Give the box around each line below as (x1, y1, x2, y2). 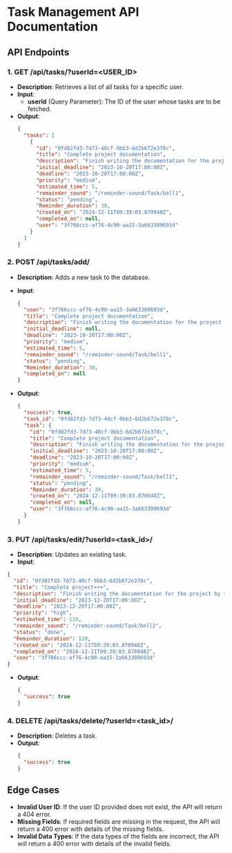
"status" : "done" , (13, 629, 67, 635)
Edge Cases (7, 785, 60, 796)
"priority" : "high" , (13, 609, 72, 617)
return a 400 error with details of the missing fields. (17, 825, 164, 833)
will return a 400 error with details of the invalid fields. (17, 839, 171, 847)
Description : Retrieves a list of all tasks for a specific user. (17, 82, 184, 90)
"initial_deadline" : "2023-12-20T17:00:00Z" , (13, 597, 147, 604)
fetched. (27, 104, 52, 113)
